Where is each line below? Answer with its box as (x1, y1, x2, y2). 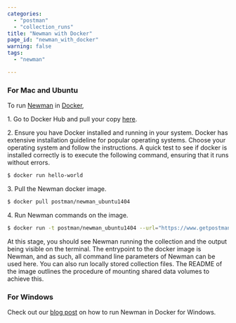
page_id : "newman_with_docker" (7, 37, 99, 44)
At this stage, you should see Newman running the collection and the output (7, 237, 227, 246)
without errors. (7, 159, 51, 167)
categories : (7, 10, 42, 18)
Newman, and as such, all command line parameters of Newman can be (7, 252, 216, 261)
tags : (7, 50, 23, 57)
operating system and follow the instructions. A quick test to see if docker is (7, 143, 228, 152)
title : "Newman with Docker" (7, 29, 93, 37)
